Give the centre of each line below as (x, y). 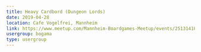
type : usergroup (26, 39)
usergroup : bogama (29, 34)
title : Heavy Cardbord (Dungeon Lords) (56, 12)
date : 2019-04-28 (28, 17)
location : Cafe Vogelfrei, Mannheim (52, 23)
